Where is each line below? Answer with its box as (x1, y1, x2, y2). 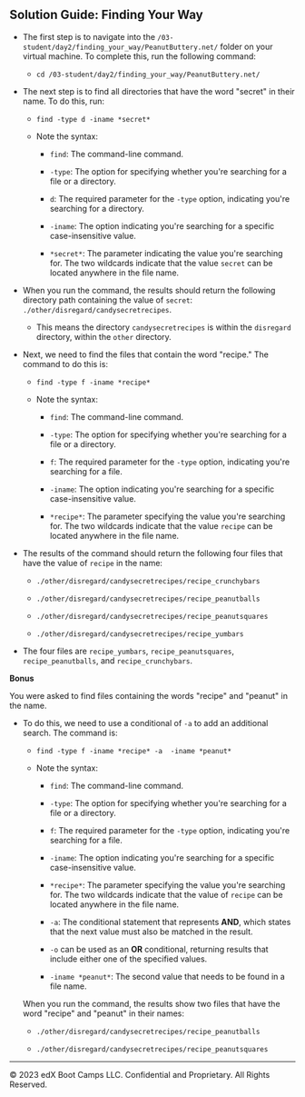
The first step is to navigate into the (22, 31, 156, 42)
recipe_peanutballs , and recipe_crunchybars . (22, 654, 193, 666)
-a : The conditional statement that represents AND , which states (49, 916, 291, 927)
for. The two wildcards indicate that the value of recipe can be (49, 889, 283, 900)
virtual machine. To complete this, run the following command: (22, 50, 257, 62)
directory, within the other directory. (35, 331, 172, 342)
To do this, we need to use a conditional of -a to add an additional (22, 717, 269, 728)
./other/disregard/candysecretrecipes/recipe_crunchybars (35, 576, 261, 585)
